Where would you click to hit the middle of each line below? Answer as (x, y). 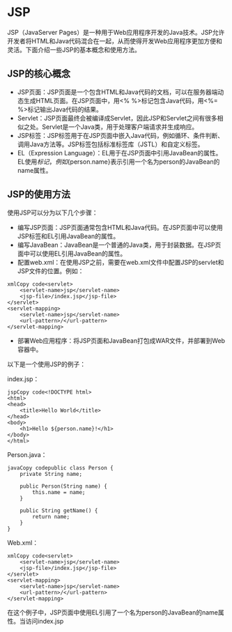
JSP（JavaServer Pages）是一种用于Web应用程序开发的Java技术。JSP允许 (116, 32)
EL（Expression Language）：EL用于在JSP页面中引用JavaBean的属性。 (119, 153)
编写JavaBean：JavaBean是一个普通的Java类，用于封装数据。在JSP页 (119, 245)
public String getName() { (59, 510)
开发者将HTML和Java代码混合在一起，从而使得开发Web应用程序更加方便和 (115, 41)
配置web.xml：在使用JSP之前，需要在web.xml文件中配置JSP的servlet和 (121, 262)
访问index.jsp (45, 621)
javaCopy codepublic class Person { (60, 468)
